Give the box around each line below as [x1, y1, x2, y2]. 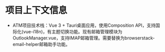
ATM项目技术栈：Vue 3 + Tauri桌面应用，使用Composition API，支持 [12, 22, 156, 28]
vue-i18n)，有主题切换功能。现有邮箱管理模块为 [23, 28, 123, 34]
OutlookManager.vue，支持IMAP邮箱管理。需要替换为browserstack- [12, 35, 155, 41]
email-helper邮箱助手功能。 [12, 41, 71, 47]
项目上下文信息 [5, 5, 68, 16]
